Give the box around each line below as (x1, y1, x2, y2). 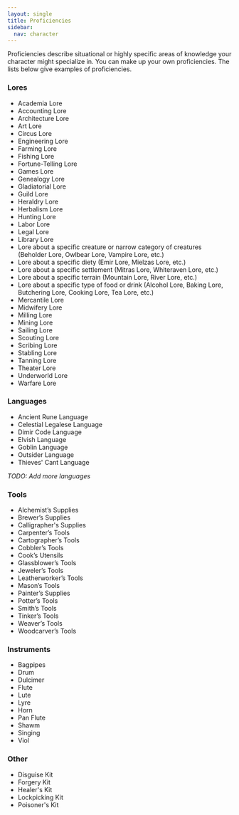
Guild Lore (17, 189, 48, 198)
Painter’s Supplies (17, 589, 70, 598)
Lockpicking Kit (17, 793, 64, 801)
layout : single (7, 10, 53, 18)
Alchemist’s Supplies (17, 506, 79, 515)
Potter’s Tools (17, 596, 58, 605)
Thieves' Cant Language (17, 458, 90, 466)
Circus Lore (17, 129, 52, 137)
